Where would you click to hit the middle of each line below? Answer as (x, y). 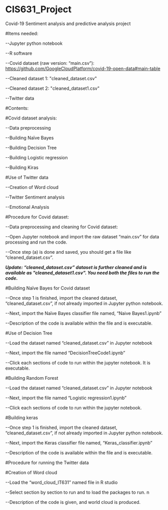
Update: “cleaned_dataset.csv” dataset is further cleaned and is (76, 267)
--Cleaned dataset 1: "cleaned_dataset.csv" (51, 78)
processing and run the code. (36, 242)
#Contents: (17, 108)
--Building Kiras (22, 167)
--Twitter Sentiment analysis (35, 197)
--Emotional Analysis (27, 207)
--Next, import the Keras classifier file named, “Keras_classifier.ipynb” (79, 443)
